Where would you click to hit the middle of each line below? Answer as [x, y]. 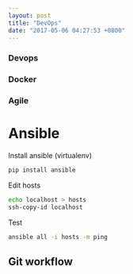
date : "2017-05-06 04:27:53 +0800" [67, 30]
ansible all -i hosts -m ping [58, 237]
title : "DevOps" [35, 23]
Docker [23, 79]
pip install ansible [42, 170]
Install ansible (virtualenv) [50, 156]
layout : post [30, 15]
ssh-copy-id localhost [46, 207]
